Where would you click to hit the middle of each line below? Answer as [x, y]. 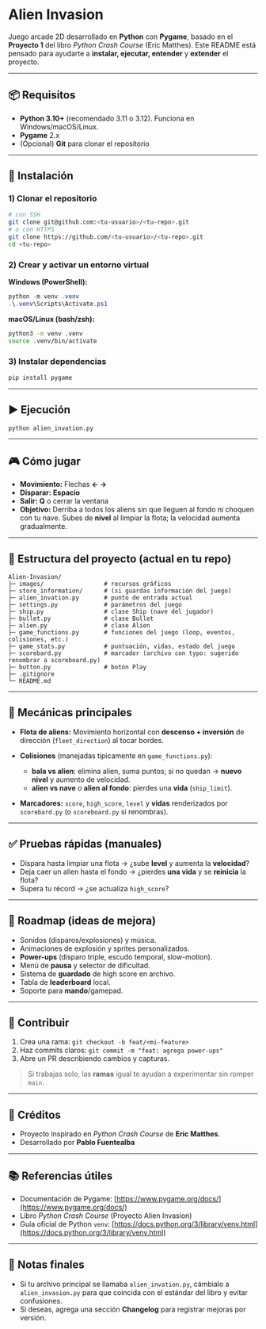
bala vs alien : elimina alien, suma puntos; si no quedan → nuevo [137, 771]
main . [36, 1082]
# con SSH [25, 215]
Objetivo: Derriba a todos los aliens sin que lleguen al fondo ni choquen [137, 510]
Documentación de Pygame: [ [68, 1198]
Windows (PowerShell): [48, 282]
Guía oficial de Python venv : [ [67, 1224]
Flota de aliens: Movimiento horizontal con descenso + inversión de [132, 732]
